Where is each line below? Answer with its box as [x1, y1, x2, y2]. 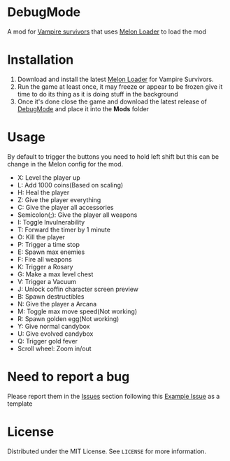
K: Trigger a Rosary [17, 262, 73, 271]
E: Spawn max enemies [17, 248, 85, 256]
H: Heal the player [17, 188, 70, 197]
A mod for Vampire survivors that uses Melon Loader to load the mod [7, 27, 207, 36]
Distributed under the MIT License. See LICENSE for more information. [7, 447, 206, 455]
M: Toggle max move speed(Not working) [17, 307, 138, 315]
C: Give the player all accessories [17, 203, 114, 211]
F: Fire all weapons [17, 255, 72, 263]
